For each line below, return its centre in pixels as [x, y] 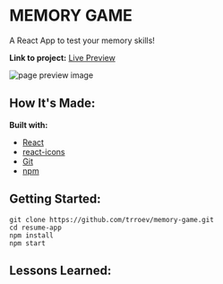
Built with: [29, 125]
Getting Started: [55, 199]
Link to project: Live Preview [63, 57]
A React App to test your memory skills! [82, 40]
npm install [31, 235]
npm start [28, 243]
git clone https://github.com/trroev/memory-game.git [112, 219]
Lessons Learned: [60, 270]
